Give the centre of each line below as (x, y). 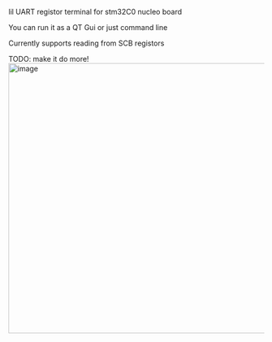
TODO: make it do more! (49, 59)
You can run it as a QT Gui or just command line (88, 27)
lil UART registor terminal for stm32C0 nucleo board (95, 12)
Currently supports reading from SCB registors (86, 43)
